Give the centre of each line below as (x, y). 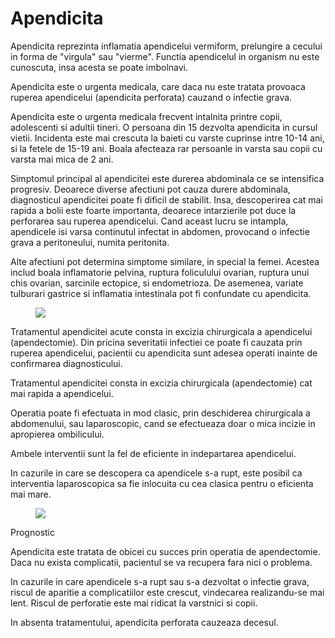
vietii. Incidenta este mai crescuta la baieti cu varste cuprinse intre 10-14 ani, (167, 138)
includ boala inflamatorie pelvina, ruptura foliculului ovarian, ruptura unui (160, 272)
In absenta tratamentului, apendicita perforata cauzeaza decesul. (144, 622)
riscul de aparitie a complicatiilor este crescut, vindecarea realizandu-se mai (167, 592)
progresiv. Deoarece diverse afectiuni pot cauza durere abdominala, (150, 189)
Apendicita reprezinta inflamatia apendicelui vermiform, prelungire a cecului (166, 46)
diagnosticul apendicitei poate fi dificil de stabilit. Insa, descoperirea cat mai (166, 199)
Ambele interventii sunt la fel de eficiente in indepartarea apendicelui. (153, 453)
